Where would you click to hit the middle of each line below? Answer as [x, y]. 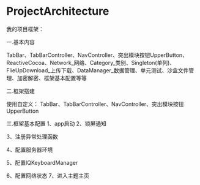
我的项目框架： [25, 29]
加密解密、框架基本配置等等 [52, 78]
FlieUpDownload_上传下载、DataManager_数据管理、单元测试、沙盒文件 [98, 70]
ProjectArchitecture [58, 11]
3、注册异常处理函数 [32, 137]
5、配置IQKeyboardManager [42, 162]
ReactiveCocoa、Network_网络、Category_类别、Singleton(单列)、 [91, 62]
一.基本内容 [21, 42]
